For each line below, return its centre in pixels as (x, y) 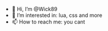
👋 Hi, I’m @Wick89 (34, 9)
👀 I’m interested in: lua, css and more (57, 15)
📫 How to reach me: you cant (48, 22)
